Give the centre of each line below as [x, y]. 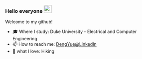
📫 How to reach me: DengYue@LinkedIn [55, 44]
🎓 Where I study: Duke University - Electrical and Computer [74, 31]
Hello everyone [24, 11]
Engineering [25, 39]
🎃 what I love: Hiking [33, 51]
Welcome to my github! [29, 22]
